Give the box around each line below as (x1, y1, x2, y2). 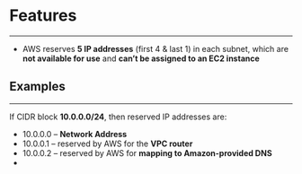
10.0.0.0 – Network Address (22, 128, 128, 139)
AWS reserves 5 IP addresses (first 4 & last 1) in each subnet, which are (22, 43, 289, 54)
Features (9, 5, 77, 26)
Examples (9, 79, 66, 94)
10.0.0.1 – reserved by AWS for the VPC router (22, 138, 193, 149)
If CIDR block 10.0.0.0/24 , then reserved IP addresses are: (9, 111, 227, 122)
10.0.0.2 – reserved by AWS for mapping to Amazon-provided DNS (22, 147, 272, 158)
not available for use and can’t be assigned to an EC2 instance (22, 53, 261, 64)
